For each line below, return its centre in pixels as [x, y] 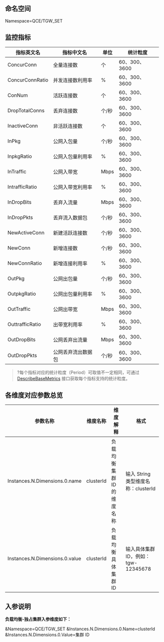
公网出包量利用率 [73, 294]
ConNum [18, 95]
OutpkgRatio [22, 294]
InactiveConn [23, 126]
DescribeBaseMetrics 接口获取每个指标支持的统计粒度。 [73, 378]
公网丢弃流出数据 [73, 352]
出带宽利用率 [68, 324]
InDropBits [20, 202]
